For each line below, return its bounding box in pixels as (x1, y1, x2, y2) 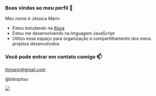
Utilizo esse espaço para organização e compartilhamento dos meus (12, 35, 151, 41)
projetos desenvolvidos (12, 41, 60, 47)
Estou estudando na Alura (12, 25, 65, 31)
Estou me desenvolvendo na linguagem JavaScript (12, 31, 115, 36)
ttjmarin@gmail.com (5, 66, 46, 72)
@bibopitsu (5, 76, 28, 82)
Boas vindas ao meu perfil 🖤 (5, 4, 73, 11)
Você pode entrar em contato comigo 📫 (5, 54, 102, 61)
